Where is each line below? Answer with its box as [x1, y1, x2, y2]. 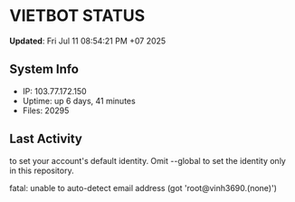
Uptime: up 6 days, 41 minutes [22, 95, 136, 106]
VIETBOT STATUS [9, 5, 146, 26]
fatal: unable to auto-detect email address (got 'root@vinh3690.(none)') [9, 182, 278, 193]
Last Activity [9, 131, 83, 147]
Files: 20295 [22, 105, 70, 116]
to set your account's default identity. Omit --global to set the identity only [9, 155, 287, 166]
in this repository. [9, 165, 74, 176]
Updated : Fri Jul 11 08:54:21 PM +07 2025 [9, 35, 167, 46]
